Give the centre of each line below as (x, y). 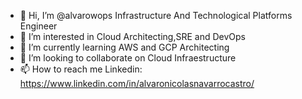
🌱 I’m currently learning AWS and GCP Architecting (124, 47)
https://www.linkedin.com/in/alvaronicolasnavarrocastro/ (137, 83)
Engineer (38, 26)
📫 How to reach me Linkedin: (81, 69)
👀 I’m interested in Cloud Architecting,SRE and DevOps (132, 36)
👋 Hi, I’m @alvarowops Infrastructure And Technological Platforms (156, 15)
